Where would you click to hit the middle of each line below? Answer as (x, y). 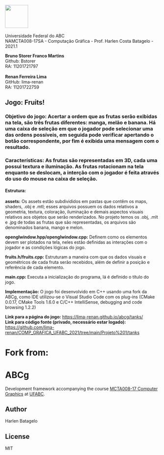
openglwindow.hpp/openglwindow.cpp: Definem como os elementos (76, 237)
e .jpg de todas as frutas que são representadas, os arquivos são (70, 222)
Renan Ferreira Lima (26, 77)
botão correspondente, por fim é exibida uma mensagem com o (82, 141)
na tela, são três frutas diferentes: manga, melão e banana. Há (80, 123)
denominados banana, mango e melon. (45, 227)
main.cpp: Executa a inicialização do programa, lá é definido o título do (77, 277)
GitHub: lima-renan (24, 82)
